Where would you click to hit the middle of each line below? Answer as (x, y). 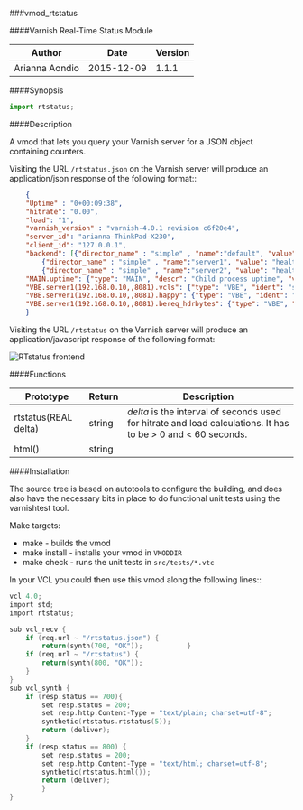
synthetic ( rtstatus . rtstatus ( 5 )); (106, 722)
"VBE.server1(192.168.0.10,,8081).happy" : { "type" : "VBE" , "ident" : (157, 296)
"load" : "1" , (50, 220)
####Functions (37, 374)
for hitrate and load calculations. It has (208, 423)
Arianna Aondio (46, 68)
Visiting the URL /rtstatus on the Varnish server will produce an (129, 330)
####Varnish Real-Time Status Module (81, 30)
